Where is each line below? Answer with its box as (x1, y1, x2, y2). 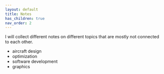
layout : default (5, 7, 38, 12)
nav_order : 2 (5, 20, 32, 26)
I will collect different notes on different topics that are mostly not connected (5, 34, 160, 40)
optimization (12, 54, 38, 59)
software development (12, 59, 58, 64)
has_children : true (5, 16, 45, 21)
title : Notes (5, 12, 32, 16)
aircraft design (12, 48, 42, 54)
